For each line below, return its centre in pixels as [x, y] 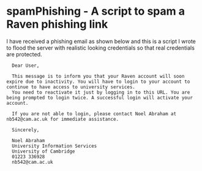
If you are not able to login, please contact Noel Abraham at [94, 114]
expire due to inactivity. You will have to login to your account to [98, 82]
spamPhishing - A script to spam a [96, 11]
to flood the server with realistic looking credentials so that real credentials [100, 48]
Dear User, [26, 66]
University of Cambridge [43, 151]
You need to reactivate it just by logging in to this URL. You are [101, 92]
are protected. [24, 54]
